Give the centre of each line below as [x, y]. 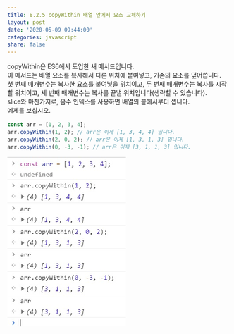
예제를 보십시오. [29, 111]
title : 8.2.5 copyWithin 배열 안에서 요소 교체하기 [76, 15]
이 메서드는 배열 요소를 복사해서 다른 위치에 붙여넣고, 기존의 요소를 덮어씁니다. [115, 75]
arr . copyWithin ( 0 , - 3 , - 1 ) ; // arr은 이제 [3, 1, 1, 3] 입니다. [99, 147]
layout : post [26, 22]
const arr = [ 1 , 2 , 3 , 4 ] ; [47, 125]
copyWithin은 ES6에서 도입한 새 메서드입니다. [71, 66]
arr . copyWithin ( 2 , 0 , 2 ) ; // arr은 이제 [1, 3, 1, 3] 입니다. [96, 140]
